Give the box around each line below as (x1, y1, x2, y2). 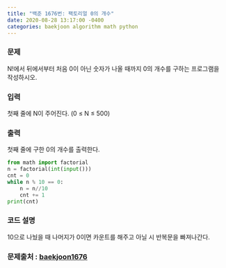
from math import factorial (7, 159, 89, 167)
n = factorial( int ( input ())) (7, 166, 92, 173)
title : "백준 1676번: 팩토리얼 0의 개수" (7, 10, 115, 17)
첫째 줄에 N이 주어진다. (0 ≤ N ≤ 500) (7, 109, 111, 117)
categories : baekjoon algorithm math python (7, 23, 138, 30)
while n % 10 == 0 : (7, 178, 64, 185)
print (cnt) (7, 198, 39, 205)
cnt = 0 (7, 172, 30, 179)
